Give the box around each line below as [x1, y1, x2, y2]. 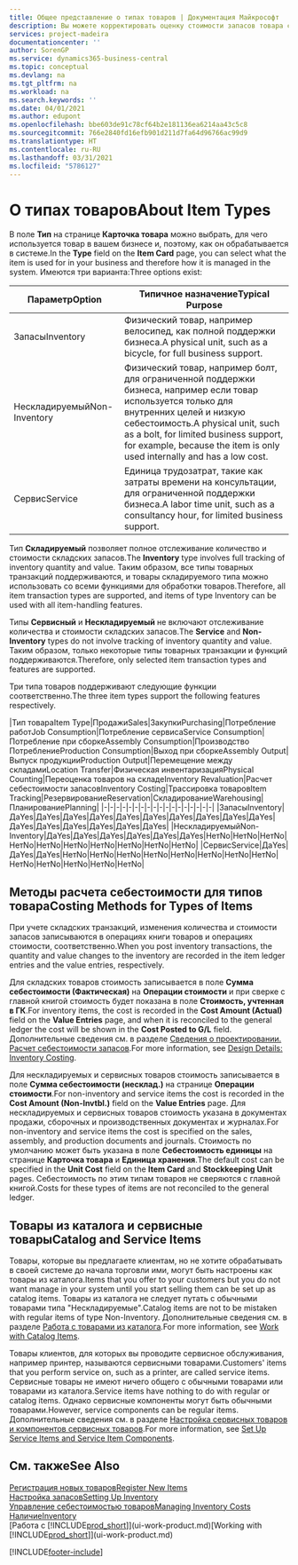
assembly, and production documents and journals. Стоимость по [9, 1135, 252, 1146]
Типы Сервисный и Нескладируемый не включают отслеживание [9, 617, 264, 628]
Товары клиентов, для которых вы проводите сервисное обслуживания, [9, 1348, 285, 1358]
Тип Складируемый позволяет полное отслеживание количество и [9, 543, 267, 554]
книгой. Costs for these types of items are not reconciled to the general [9, 1182, 270, 1194]
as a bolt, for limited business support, [123, 428, 284, 440]
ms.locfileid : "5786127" [9, 162, 101, 170]
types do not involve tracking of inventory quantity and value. [47, 636, 272, 646]
